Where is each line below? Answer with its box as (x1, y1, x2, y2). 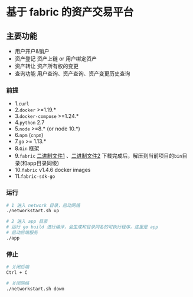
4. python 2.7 (14, 119, 45, 126)
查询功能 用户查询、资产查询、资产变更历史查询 (14, 70, 130, 77)
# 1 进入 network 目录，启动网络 (6, 202, 81, 208)
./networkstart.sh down (6, 286, 65, 292)
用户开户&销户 (14, 48, 50, 55)
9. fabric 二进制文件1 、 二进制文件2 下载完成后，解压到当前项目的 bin (14, 152, 182, 159)
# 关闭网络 (6, 280, 30, 286)
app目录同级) (27, 159, 60, 167)
